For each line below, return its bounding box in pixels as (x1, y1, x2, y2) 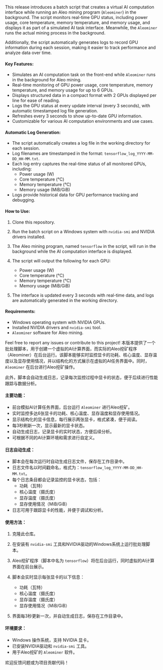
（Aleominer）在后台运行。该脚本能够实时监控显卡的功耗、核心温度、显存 (5, 352, 153, 357)
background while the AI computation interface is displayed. (12, 248, 132, 254)
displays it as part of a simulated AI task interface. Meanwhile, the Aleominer (5, 25, 158, 31)
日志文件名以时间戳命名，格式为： (12, 465, 81, 470)
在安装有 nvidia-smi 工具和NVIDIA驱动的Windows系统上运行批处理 (12, 541, 146, 547)
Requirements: (5, 309, 35, 315)
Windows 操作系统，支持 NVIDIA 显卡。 (12, 637, 92, 643)
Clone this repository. (12, 219, 55, 225)
